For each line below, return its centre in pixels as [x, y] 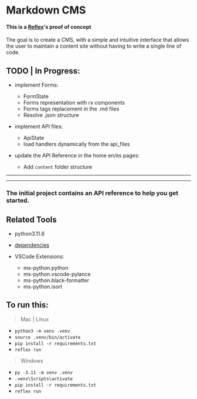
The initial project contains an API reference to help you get [92, 193]
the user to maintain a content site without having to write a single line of [94, 46]
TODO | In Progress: [43, 71]
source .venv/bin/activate [47, 337]
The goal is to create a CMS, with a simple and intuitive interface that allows [98, 40]
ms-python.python [46, 267]
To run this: [27, 305]
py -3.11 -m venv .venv [44, 373]
